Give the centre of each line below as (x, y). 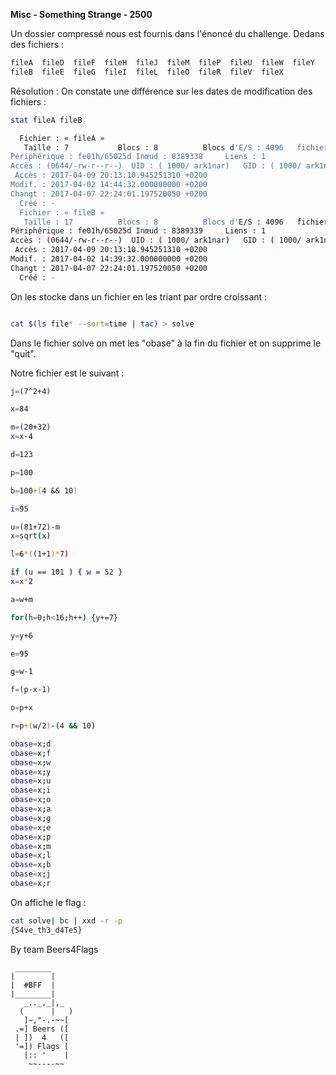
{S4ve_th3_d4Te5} (46, 930)
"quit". (23, 353)
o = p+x (21, 708)
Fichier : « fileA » (62, 138)
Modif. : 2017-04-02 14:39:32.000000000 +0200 (109, 259)
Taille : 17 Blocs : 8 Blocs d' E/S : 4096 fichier (176, 222)
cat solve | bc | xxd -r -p (66, 920)
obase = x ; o (31, 800)
